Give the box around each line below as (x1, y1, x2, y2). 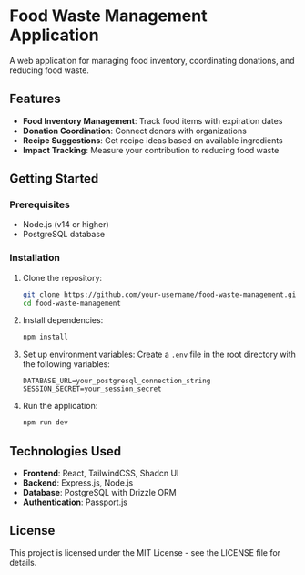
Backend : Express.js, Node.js (22, 477, 134, 488)
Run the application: (22, 401, 98, 412)
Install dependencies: (22, 315, 104, 326)
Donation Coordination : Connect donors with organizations (22, 125, 248, 136)
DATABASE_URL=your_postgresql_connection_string (22, 376, 211, 386)
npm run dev (22, 418, 68, 427)
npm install (22, 332, 68, 342)
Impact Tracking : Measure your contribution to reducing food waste (22, 144, 280, 155)
